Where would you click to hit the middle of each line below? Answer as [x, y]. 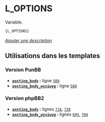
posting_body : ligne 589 [36, 80]
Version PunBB [23, 70]
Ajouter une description [29, 40]
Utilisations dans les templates [53, 56]
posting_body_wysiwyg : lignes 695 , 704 [50, 114]
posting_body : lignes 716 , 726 [41, 109]
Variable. [14, 22]
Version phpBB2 [25, 98]
